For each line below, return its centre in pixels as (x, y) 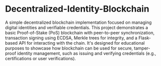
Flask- (145, 38)
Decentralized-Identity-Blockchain (77, 9)
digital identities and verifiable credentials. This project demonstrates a (77, 27)
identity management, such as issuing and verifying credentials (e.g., (87, 53)
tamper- (142, 48)
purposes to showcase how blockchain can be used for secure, (69, 48)
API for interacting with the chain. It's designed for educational (82, 43)
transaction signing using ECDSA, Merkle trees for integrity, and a (71, 38)
